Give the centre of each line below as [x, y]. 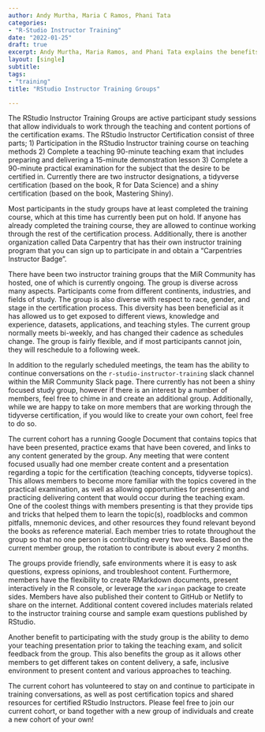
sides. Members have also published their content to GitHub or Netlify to [125, 597]
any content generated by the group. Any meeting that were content [119, 456]
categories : [28, 23]
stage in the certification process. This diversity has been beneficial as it [126, 308]
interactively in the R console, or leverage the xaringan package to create [127, 588]
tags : [17, 74]
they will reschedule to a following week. [74, 350]
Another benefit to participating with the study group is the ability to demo [129, 637]
